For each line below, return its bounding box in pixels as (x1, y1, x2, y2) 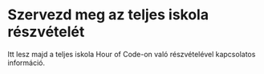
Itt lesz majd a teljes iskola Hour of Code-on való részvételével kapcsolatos (7, 49, 256, 59)
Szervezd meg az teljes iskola (7, 6, 209, 24)
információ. (7, 58, 46, 68)
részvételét (7, 23, 85, 41)
